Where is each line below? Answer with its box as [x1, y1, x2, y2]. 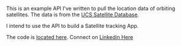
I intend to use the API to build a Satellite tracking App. [6, 23, 139, 29]
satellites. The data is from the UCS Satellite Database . [6, 11, 140, 18]
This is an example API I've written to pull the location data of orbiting [6, 5, 176, 12]
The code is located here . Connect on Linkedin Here [6, 34, 134, 40]
